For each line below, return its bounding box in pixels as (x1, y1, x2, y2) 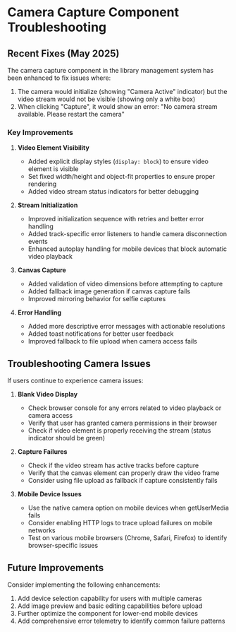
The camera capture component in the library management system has (7, 66, 213, 74)
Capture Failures (17, 447, 68, 456)
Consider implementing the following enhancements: (7, 580, 161, 589)
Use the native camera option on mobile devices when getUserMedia (27, 503, 229, 513)
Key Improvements (7, 127, 74, 137)
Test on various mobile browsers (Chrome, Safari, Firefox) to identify (27, 534, 228, 542)
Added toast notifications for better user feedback (27, 329, 174, 338)
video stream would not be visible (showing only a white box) (17, 95, 196, 103)
